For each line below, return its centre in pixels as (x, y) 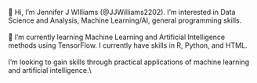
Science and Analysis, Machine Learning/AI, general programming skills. (125, 20)
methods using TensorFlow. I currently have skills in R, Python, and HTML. (128, 45)
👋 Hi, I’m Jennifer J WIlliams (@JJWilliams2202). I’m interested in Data (122, 12)
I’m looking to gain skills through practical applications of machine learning (129, 62)
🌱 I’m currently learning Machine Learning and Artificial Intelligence (117, 37)
